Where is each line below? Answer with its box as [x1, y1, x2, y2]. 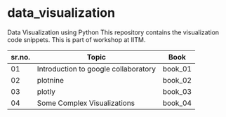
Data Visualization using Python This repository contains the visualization [7, 28, 220, 36]
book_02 [162, 75, 192, 85]
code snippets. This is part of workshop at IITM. [7, 35, 146, 43]
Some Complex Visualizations [36, 98, 135, 108]
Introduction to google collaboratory [36, 64, 157, 74]
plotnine [36, 75, 65, 85]
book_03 [162, 86, 192, 96]
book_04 [162, 98, 192, 108]
